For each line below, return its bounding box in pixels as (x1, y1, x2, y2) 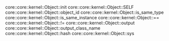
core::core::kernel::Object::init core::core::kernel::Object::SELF (5, 4, 134, 10)
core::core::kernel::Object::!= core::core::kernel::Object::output (5, 20, 135, 26)
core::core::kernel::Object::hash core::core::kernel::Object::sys (5, 31, 134, 36)
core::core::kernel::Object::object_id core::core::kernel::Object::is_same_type (5, 9, 164, 15)
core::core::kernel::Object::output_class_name (5, 25, 101, 31)
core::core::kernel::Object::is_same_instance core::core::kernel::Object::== (5, 15, 159, 20)
